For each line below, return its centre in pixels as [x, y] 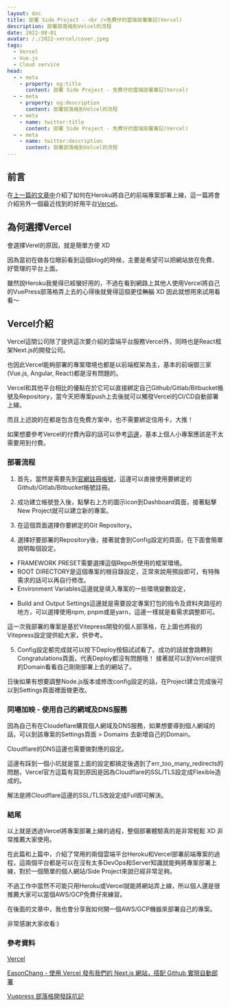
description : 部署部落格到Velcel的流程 [59, 26]
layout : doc [24, 13]
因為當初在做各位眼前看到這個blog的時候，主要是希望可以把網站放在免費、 [113, 260]
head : [15, 71]
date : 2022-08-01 [32, 33]
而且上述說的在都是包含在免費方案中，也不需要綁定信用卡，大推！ [100, 420]
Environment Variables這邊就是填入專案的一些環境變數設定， [103, 589]
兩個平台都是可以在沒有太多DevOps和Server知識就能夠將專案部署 [118, 863]
